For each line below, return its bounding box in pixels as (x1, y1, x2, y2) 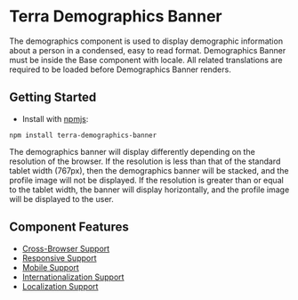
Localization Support (21, 280, 99, 291)
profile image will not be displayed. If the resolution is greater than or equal (9, 174, 285, 185)
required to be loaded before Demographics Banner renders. (9, 64, 231, 75)
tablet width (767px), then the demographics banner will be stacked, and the (9, 165, 289, 175)
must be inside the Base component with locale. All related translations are (9, 54, 283, 65)
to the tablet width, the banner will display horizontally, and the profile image (9, 184, 290, 195)
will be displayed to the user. (9, 193, 114, 204)
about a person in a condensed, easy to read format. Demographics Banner (9, 45, 286, 55)
